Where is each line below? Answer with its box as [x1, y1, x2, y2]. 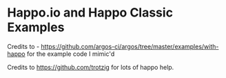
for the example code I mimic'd [26, 50, 115, 58]
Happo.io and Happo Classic [7, 5, 174, 21]
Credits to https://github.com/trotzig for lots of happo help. [7, 63, 174, 71]
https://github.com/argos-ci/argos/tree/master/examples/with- [41, 42, 219, 50]
